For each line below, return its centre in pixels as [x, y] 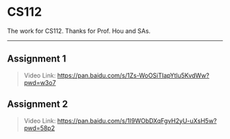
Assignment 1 [37, 59]
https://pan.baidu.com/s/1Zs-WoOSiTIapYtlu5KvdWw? [133, 75]
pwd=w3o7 [40, 82]
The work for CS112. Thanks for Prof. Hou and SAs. [79, 31]
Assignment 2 [38, 104]
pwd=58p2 [39, 128]
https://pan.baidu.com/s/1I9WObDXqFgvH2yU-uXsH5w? [137, 121]
